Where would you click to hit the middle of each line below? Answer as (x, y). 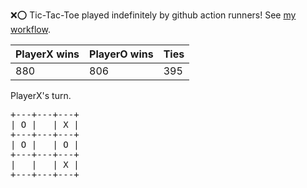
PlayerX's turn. (41, 95)
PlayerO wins (121, 54)
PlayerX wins (47, 54)
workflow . (30, 29)
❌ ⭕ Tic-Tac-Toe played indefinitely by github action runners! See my (153, 15)
